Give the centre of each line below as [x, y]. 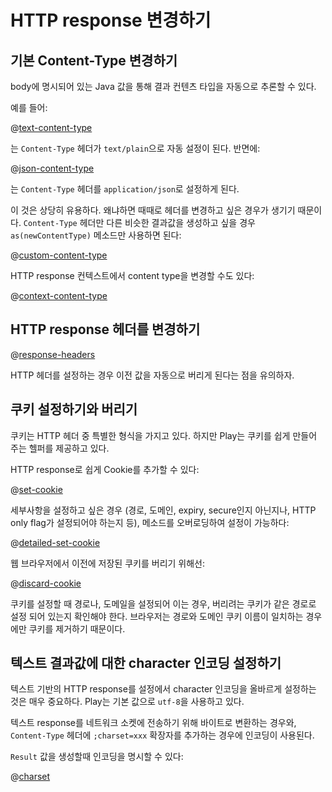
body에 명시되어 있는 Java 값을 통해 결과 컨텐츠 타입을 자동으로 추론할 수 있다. [163, 86]
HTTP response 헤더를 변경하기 [105, 329]
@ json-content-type [52, 168]
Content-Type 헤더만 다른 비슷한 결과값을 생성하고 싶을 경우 [139, 222]
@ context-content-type [59, 295]
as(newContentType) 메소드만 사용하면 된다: [96, 235]
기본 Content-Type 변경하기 [94, 60]
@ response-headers [53, 354]
